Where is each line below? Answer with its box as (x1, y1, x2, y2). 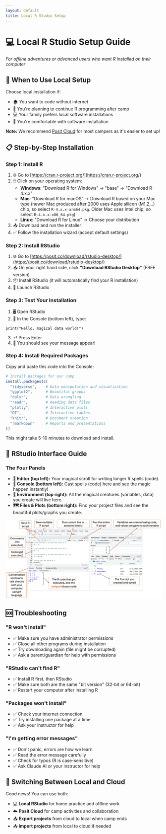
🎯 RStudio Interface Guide (5, 450, 87, 458)
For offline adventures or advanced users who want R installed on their (5, 56, 151, 62)
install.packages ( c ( (5, 379, 49, 384)
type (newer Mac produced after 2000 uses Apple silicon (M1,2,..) (20, 201, 155, 207)
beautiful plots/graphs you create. (12, 510, 82, 516)
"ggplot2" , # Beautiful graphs (10, 389, 86, 394)
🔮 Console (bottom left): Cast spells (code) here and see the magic (12, 481, 151, 487)
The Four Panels (5, 464, 46, 471)
